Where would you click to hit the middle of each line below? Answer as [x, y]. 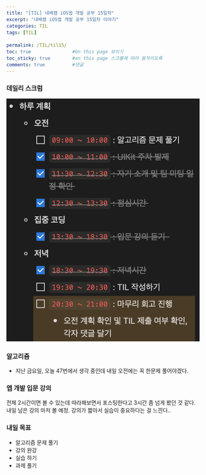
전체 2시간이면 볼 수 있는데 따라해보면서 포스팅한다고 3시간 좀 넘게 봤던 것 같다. [101, 403]
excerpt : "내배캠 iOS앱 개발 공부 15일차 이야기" [63, 19]
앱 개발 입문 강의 [29, 388]
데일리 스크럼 [25, 88]
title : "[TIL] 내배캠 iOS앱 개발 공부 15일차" [60, 13]
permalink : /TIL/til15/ [37, 45]
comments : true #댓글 [45, 64]
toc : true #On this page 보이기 [65, 52]
